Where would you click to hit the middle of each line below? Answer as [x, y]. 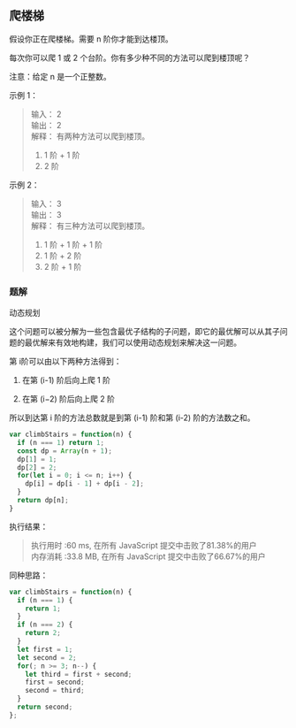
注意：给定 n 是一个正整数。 [61, 76]
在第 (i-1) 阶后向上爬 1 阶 [66, 380]
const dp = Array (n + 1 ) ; [65, 451]
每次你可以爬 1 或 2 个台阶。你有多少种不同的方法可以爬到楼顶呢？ [129, 57]
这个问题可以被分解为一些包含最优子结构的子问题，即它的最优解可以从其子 [144, 332]
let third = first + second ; [79, 674]
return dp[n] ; [43, 501]
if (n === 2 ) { [45, 625]
